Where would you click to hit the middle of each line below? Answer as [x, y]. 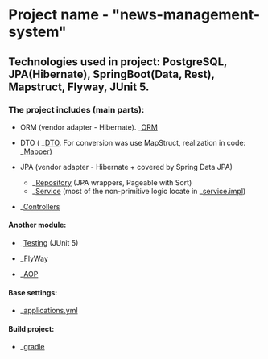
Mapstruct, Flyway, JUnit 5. [79, 87]
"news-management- [186, 15]
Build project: [31, 328]
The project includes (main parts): [76, 109]
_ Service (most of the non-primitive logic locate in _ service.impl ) [139, 191]
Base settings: [33, 292]
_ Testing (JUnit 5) [49, 243]
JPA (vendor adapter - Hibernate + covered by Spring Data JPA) [126, 167]
